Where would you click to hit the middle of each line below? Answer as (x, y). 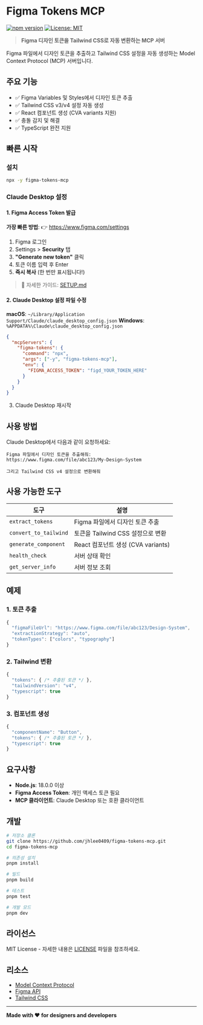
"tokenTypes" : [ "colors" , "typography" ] (63, 639)
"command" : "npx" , (45, 354)
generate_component (37, 544)
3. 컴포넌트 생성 (28, 714)
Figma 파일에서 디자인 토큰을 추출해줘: (49, 455)
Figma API (28, 992)
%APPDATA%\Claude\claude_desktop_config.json (64, 326)
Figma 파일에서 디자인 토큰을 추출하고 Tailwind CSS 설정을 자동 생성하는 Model (101, 53)
